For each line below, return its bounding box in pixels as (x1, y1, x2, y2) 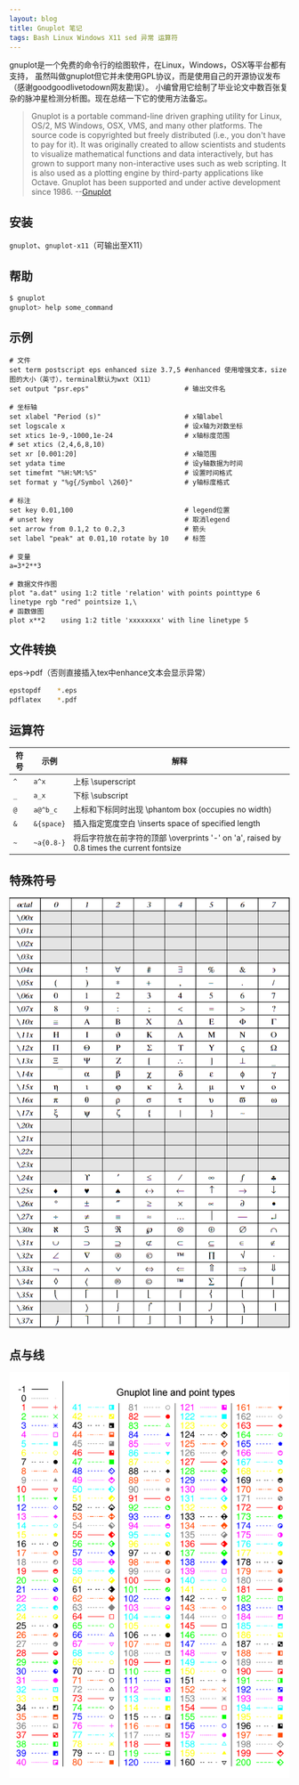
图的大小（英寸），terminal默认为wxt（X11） (9, 375, 155, 384)
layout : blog (9, 14, 58, 23)
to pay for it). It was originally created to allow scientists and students (30, 139, 287, 150)
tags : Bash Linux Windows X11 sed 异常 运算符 (9, 33, 178, 42)
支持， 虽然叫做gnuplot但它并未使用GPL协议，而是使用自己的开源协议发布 (9, 71, 281, 82)
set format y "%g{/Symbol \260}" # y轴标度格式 (9, 477, 230, 487)
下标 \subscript (72, 790, 129, 800)
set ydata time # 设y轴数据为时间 (9, 458, 243, 467)
